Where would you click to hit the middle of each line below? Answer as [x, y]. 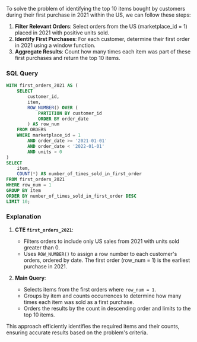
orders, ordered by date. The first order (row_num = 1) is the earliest [107, 260]
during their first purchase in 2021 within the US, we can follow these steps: [99, 15]
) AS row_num [44, 124]
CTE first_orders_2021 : [44, 229]
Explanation [24, 217]
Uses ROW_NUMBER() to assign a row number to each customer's [100, 254]
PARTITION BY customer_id [70, 113]
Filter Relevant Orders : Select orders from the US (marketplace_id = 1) [101, 26]
